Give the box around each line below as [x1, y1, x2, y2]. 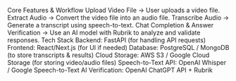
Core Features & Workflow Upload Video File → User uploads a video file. [7, 6, 221, 14]
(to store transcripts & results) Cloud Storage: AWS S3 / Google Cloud [7, 51, 210, 59]
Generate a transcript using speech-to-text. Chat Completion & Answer [7, 21, 214, 29]
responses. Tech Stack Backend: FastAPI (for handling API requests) [7, 36, 206, 44]
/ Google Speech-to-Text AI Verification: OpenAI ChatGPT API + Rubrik [7, 66, 213, 74]
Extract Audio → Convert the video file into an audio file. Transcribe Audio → [7, 13, 230, 22]
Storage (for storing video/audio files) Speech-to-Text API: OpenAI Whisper [7, 58, 227, 66]
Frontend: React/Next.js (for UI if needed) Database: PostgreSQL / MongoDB [7, 44, 230, 51]
